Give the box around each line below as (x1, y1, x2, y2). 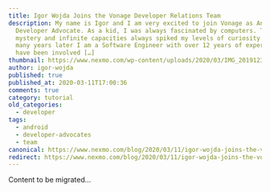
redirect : (8, 153, 42, 161)
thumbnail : (8, 57, 45, 65)
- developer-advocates (15, 130, 92, 138)
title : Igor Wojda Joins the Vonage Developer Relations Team (8, 11, 221, 20)
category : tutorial (8, 94, 74, 102)
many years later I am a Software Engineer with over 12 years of (15, 42, 243, 50)
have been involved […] (15, 49, 95, 57)
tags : (8, 116, 27, 124)
